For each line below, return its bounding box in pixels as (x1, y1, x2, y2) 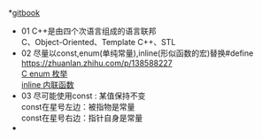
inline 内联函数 (20, 80, 74, 89)
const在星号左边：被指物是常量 (20, 102, 135, 112)
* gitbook (8, 8, 41, 18)
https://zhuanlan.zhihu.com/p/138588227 (20, 58, 173, 68)
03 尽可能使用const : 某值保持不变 (20, 90, 146, 101)
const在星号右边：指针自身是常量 (20, 112, 143, 123)
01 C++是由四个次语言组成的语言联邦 (20, 26, 157, 36)
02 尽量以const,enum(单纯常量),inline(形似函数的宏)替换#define (20, 48, 254, 58)
